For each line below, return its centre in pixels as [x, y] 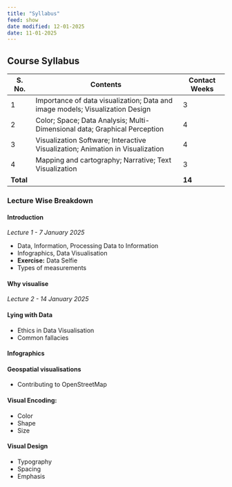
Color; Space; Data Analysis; [81, 120]
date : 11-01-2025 [32, 33]
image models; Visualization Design [93, 109]
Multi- [139, 120]
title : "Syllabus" [33, 13]
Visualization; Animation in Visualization [100, 149]
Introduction [25, 217]
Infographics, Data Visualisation [62, 254]
